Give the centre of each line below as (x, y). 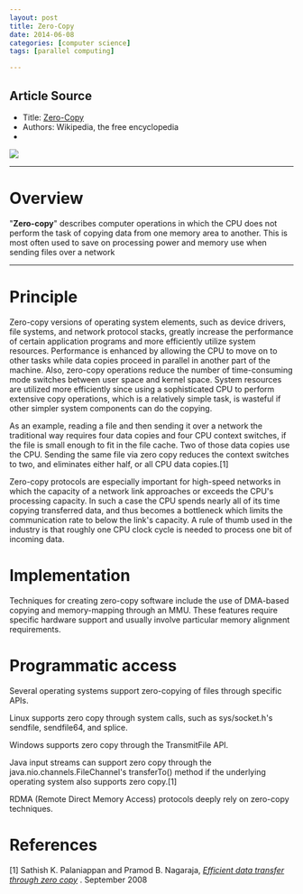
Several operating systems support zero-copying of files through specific (146, 690)
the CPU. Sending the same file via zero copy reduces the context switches (149, 454)
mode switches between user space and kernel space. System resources (146, 379)
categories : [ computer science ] (70, 43)
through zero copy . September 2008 (78, 880)
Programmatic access (93, 665)
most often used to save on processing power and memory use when (138, 242)
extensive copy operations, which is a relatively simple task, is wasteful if (145, 399)
